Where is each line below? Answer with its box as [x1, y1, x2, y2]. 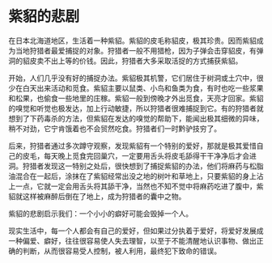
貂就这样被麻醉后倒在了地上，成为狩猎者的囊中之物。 [8, 191, 186, 201]
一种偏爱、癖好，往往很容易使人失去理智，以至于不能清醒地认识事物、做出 [8, 235, 257, 245]
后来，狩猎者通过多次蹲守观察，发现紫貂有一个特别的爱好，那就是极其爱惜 [8, 141, 257, 151]
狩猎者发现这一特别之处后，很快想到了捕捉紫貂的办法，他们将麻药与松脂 [22, 161, 264, 171]
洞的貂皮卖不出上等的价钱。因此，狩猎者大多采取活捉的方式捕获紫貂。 [8, 56, 243, 66]
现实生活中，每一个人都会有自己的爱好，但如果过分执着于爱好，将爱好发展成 [8, 226, 264, 235]
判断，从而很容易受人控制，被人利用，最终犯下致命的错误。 [22, 246, 221, 256]
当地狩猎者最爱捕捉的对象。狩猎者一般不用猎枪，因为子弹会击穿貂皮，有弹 [15, 45, 264, 55]
